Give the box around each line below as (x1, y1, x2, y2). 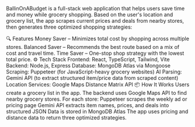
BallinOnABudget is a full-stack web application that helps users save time (6, 5, 185, 12)
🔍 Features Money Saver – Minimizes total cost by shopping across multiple (6, 35, 190, 42)
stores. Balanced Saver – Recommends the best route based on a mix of (6, 44, 180, 50)
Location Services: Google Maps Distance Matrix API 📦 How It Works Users (6, 81, 190, 88)
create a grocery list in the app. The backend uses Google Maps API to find (6, 90, 187, 96)
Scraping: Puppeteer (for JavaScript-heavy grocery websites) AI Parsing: (6, 68, 182, 75)
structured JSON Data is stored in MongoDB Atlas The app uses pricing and (6, 108, 189, 115)
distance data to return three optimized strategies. (6, 114, 127, 121)
